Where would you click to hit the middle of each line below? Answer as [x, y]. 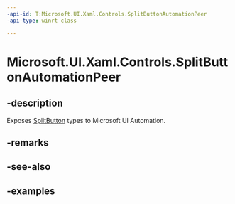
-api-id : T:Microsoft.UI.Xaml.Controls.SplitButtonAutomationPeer [107, 14]
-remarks [28, 143]
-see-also [29, 167]
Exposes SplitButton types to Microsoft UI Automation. [86, 120]
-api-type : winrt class [42, 21]
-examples [31, 191]
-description [35, 103]
